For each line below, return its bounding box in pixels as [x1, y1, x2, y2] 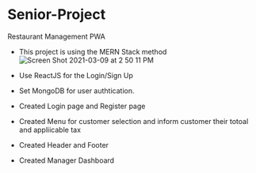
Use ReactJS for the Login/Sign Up [18, 70, 134, 80]
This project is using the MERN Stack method [18, 47, 167, 56]
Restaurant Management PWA [7, 32, 106, 41]
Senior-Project [7, 6, 106, 24]
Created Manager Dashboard [18, 156, 115, 165]
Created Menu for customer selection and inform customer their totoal [18, 116, 249, 126]
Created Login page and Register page [18, 101, 146, 111]
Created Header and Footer [18, 140, 109, 149]
